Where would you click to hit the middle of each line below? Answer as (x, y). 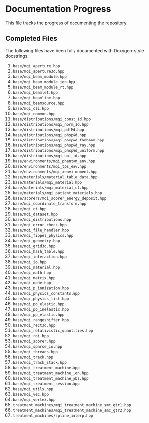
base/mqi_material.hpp (36, 267)
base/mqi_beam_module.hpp (39, 76)
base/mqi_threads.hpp (35, 352)
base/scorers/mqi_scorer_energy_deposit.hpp (60, 198)
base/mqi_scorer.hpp (34, 341)
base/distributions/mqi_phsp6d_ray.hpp (54, 145)
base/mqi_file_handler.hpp (41, 230)
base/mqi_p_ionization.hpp (41, 288)
